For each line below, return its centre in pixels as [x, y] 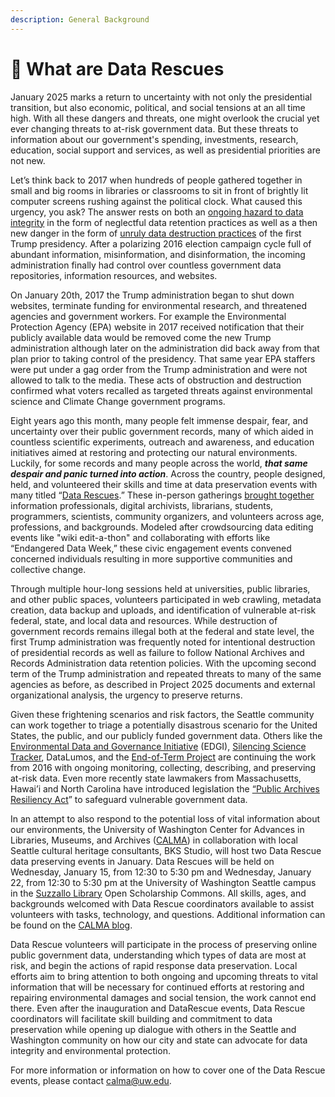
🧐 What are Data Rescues [117, 68]
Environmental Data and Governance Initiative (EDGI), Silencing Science [158, 746]
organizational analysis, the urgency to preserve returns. [126, 695]
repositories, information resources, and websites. [114, 275]
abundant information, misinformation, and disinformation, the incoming [158, 254]
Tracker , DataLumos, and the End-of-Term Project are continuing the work [163, 757]
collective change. [48, 569]
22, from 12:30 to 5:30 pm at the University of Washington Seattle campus [163, 882]
